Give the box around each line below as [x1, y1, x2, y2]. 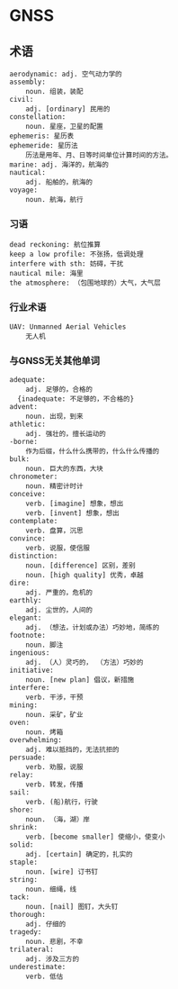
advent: [9, 402, 39, 411]
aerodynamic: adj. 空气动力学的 [9, 69, 123, 78]
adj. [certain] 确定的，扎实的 [25, 849, 133, 858]
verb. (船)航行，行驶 [25, 797, 99, 806]
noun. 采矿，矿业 [25, 710, 84, 719]
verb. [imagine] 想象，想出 [25, 499, 124, 508]
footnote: [9, 631, 47, 640]
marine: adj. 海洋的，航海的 [9, 160, 110, 169]
